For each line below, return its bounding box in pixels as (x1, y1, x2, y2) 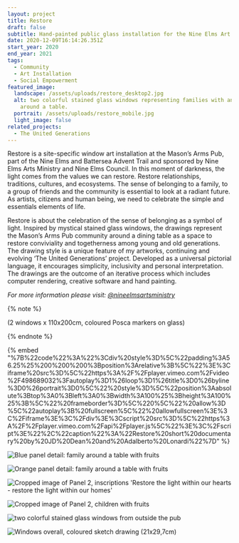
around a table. (20, 103, 69, 111)
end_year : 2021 (7, 51, 53, 58)
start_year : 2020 (7, 44, 59, 51)
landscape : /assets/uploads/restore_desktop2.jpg (14, 90, 164, 97)
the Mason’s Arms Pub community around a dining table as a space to (7, 231, 213, 240)
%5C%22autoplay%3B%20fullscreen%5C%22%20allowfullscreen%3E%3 (7, 407, 228, 415)
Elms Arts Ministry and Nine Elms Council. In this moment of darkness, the (7, 165, 225, 173)
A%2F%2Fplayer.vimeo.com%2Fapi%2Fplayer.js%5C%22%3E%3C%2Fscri (7, 422, 231, 430)
